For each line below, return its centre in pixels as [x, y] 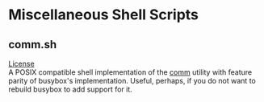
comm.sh [33, 45]
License [21, 63]
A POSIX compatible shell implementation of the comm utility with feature [130, 72]
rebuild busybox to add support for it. [71, 89]
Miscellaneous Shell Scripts [104, 15]
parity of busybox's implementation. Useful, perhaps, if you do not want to [132, 81]
